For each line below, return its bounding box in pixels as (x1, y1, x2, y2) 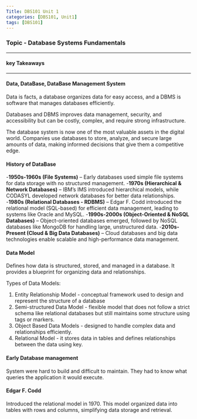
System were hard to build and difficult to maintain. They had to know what (6, 367, 188, 374)
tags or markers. (14, 316, 55, 323)
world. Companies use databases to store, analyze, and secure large (6, 135, 172, 142)
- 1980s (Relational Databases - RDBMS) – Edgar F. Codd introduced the (6, 199, 182, 206)
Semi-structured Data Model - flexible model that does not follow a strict (14, 304, 190, 311)
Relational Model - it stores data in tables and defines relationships (14, 335, 176, 342)
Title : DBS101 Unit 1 (6, 8, 59, 15)
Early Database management (6, 355, 79, 362)
